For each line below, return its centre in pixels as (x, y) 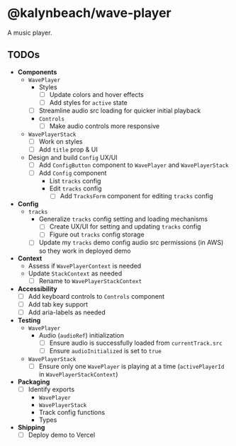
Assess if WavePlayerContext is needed (85, 265)
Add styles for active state (88, 102)
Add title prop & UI (68, 149)
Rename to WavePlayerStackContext (90, 280)
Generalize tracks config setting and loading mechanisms (123, 219)
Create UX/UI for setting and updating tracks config (125, 227)
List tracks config (75, 181)
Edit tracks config (75, 188)
